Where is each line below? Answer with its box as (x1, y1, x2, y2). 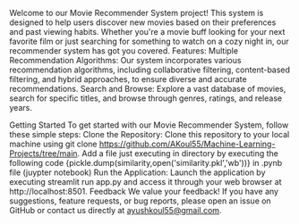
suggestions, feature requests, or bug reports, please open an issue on (9, 195, 271, 206)
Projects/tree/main (9, 148, 78, 159)
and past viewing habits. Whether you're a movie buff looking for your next (9, 27, 286, 37)
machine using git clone (9, 138, 98, 149)
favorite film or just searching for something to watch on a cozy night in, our (9, 36, 289, 46)
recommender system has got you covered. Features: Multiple (9, 46, 239, 56)
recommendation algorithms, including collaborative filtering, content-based (9, 64, 291, 75)
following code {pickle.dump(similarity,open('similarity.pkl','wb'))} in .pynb (9, 158, 283, 168)
